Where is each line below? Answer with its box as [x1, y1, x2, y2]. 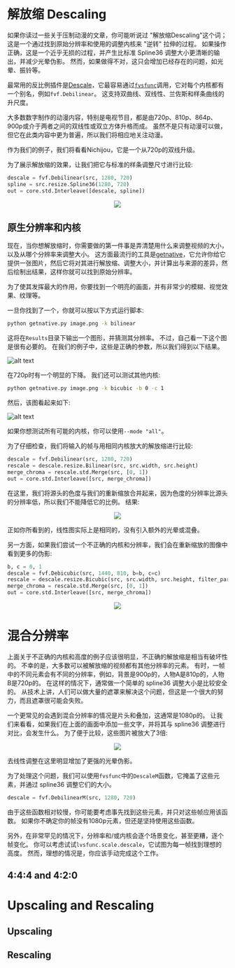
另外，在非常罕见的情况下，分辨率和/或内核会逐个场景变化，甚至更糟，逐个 [7, 831, 225, 840]
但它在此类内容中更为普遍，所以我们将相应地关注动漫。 [7, 130, 166, 139]
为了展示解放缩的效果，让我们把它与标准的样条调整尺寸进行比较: [7, 160, 194, 169]
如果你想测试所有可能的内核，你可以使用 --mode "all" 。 [7, 427, 168, 435]
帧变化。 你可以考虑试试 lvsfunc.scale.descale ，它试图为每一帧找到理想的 [7, 840, 222, 848]
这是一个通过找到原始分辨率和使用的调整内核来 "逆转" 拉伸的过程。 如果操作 [7, 39, 227, 48]
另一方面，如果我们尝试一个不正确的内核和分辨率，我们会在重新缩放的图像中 [7, 540, 228, 549]
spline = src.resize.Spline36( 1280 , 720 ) [7, 181, 130, 188]
